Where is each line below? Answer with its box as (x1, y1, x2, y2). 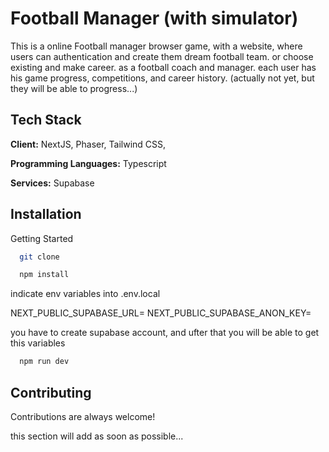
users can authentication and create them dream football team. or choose (10, 50, 314, 62)
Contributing (10, 384, 92, 401)
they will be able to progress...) (10, 82, 138, 94)
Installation (10, 206, 82, 223)
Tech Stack (10, 112, 82, 129)
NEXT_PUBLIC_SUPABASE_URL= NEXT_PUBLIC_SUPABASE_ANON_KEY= (10, 307, 312, 319)
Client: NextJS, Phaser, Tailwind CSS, (10, 138, 167, 150)
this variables (10, 337, 66, 349)
